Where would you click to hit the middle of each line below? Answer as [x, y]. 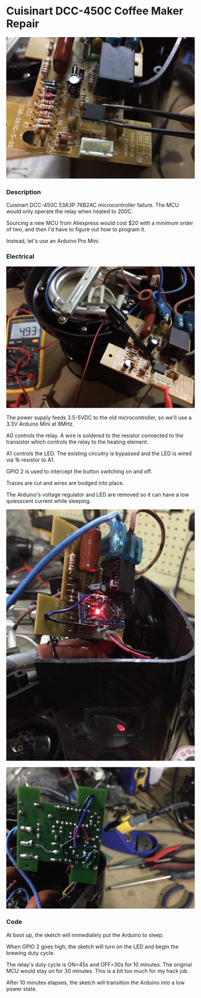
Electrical [20, 257]
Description [24, 192]
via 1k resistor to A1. [31, 460]
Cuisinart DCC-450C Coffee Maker [95, 11]
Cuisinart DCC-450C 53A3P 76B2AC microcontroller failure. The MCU [93, 205]
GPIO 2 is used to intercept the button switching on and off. [79, 471]
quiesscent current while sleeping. [49, 500]
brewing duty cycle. [31, 953]
